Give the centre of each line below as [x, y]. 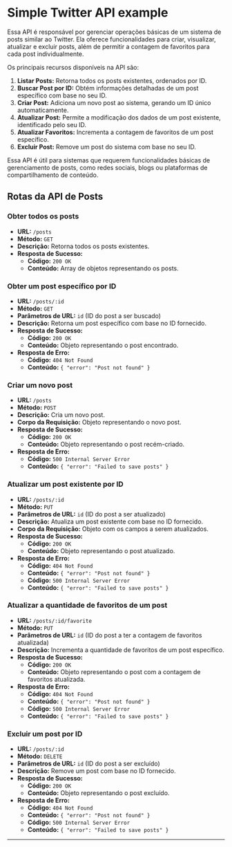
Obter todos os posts [43, 216]
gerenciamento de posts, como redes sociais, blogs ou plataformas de [107, 167]
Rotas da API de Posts [55, 197]
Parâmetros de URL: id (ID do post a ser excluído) [88, 764]
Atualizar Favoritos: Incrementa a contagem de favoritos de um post [115, 132]
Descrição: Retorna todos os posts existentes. [83, 246]
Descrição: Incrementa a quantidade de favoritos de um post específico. [120, 650]
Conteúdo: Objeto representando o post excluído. [98, 793]
